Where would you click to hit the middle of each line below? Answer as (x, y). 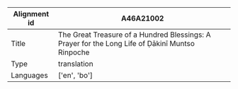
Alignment (31, 14)
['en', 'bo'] (75, 75)
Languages (29, 75)
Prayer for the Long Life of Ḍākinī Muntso (126, 43)
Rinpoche (74, 52)
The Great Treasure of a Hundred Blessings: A (134, 35)
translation (75, 64)
